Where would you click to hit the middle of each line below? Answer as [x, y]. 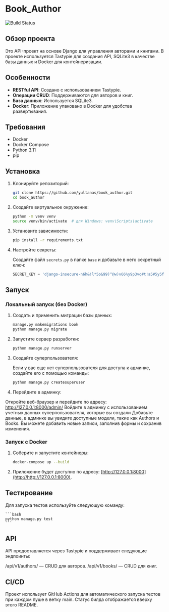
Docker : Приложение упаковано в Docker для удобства [72, 106]
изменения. [18, 428]
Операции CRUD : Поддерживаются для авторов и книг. [73, 95]
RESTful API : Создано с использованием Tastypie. [67, 90]
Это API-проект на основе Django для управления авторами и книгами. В [84, 51]
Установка [23, 171]
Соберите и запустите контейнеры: [51, 453]
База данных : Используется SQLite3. [53, 100]
